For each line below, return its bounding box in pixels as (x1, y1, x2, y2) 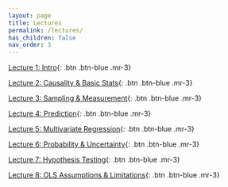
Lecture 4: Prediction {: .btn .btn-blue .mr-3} (8, 109, 152, 119)
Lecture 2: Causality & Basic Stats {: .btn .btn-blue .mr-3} (8, 78, 193, 88)
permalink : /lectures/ (8, 26, 83, 34)
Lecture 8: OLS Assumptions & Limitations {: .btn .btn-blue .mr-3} (8, 170, 220, 180)
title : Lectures (8, 19, 62, 27)
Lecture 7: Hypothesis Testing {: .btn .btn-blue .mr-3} (8, 155, 180, 165)
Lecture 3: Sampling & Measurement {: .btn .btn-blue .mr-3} (8, 93, 203, 103)
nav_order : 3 (8, 41, 52, 49)
